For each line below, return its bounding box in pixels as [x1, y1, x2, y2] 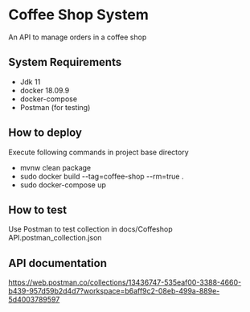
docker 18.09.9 [19, 85, 70, 95]
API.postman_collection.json [8, 233, 102, 243]
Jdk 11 [19, 76, 41, 86]
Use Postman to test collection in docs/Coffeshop [8, 224, 173, 234]
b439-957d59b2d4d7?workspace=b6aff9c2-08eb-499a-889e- [8, 286, 220, 296]
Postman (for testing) [19, 102, 91, 112]
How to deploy [8, 126, 83, 140]
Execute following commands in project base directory [8, 147, 189, 157]
